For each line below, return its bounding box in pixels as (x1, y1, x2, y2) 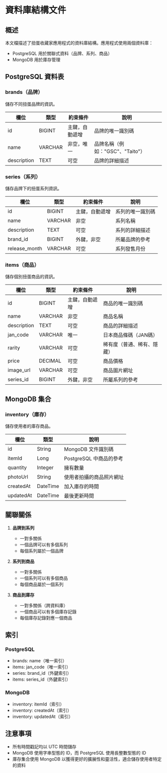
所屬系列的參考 (103, 376, 138, 383)
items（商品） (5, 261, 40, 268)
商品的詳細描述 (103, 322, 138, 329)
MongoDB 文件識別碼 (64, 445, 114, 452)
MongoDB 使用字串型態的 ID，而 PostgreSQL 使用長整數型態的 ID (12, 750, 147, 756)
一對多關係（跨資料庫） (19, 602, 68, 608)
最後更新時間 (64, 492, 94, 499)
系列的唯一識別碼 (115, 208, 156, 215)
